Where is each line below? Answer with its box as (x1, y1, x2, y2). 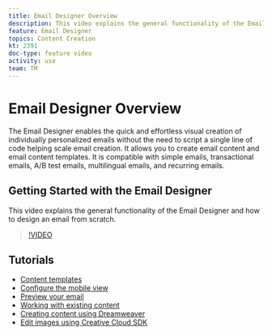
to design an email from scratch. (8, 214, 117, 223)
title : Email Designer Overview (8, 11, 117, 20)
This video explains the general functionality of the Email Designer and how (8, 206, 261, 215)
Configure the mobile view (19, 283, 108, 293)
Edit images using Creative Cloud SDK (19, 317, 148, 328)
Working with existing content (19, 300, 120, 310)
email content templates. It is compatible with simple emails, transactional (8, 151, 254, 162)
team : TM (8, 65, 38, 73)
